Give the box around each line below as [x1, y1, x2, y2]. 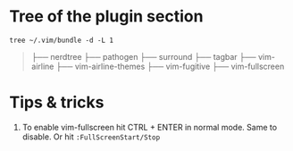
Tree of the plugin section [9, 6, 204, 27]
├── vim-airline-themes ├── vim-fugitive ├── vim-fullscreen [55, 61, 285, 71]
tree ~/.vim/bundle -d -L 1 [9, 36, 114, 45]
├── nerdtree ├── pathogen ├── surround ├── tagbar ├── [30, 51, 256, 62]
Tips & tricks [9, 92, 105, 113]
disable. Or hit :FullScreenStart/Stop [21, 131, 161, 142]
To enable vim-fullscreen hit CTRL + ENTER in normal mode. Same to [21, 122, 278, 132]
